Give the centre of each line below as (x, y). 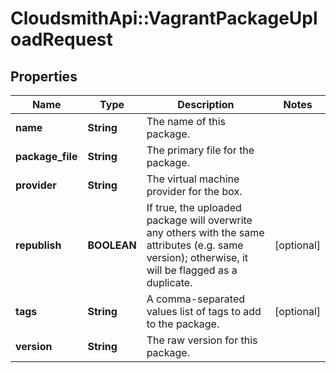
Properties (44, 76)
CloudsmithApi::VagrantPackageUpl (164, 18)
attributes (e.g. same (195, 245)
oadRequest (61, 39)
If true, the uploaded (194, 207)
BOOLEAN (112, 245)
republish (38, 245)
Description (206, 104)
